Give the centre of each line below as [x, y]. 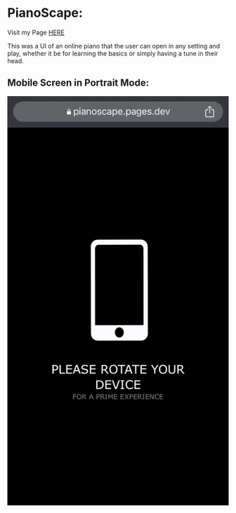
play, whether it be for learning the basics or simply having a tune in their [113, 53]
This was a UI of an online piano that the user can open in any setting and [114, 46]
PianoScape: [45, 13]
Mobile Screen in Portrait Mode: [78, 83]
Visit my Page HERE [36, 32]
